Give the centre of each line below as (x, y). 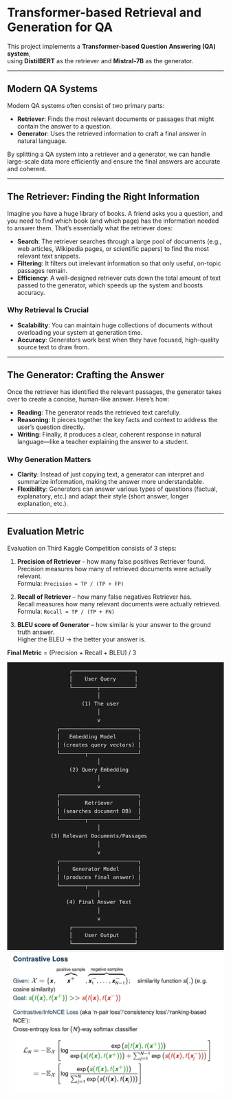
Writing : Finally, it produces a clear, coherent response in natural (109, 434)
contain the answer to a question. (64, 126)
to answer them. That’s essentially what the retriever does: (90, 228)
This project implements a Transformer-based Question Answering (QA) (111, 46)
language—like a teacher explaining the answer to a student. (103, 441)
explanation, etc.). (43, 503)
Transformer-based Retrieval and (104, 13)
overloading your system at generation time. (80, 332)
